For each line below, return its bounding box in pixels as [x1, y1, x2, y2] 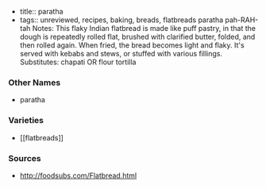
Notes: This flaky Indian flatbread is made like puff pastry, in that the [32, 24, 256, 33]
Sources [8, 152, 41, 163]
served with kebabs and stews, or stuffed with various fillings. [19, 49, 223, 58]
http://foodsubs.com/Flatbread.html [19, 171, 137, 180]
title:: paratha [19, 7, 64, 16]
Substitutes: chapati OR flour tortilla [19, 57, 137, 67]
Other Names [8, 77, 61, 88]
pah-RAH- [225, 15, 259, 25]
